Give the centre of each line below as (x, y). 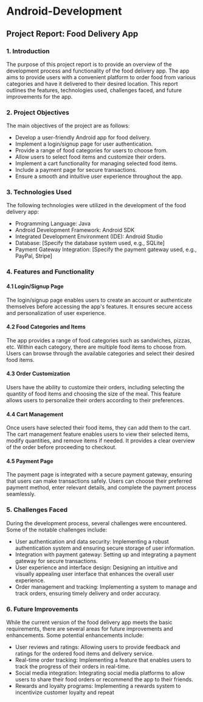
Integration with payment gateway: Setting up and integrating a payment (105, 554)
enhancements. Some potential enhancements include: (75, 635)
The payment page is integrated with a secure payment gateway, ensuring (99, 475)
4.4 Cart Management (35, 414)
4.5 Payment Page (30, 461)
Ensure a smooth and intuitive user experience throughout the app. (99, 176)
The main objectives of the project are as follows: (68, 126)
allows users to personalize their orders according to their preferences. (95, 400)
